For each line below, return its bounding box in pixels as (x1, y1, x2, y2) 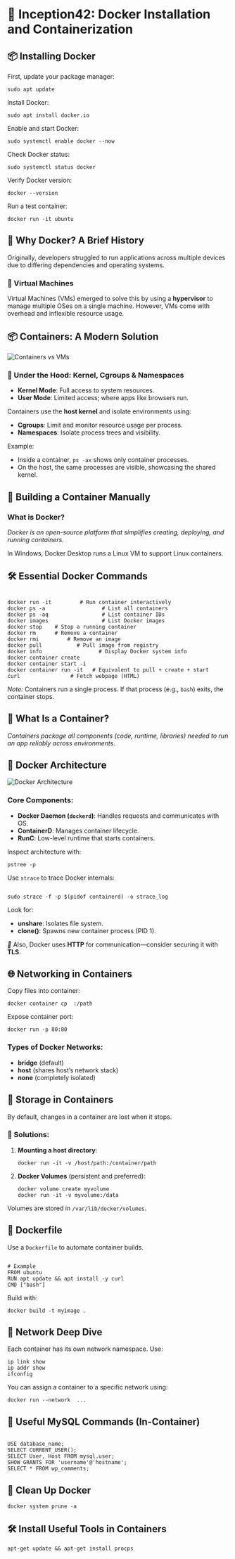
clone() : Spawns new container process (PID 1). (17, 926, 156, 935)
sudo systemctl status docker (7, 164, 96, 171)
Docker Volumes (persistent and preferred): (17, 1172, 146, 1180)
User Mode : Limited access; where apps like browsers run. (17, 394, 189, 402)
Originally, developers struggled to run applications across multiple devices (7, 253, 226, 262)
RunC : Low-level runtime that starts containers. (17, 833, 155, 842)
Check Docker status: (7, 150, 70, 158)
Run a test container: (7, 202, 68, 210)
